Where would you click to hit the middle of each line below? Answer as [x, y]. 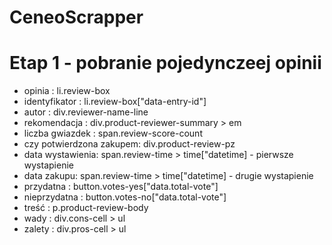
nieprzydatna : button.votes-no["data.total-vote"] [125, 197]
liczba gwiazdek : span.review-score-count [113, 133]
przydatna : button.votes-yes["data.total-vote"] [121, 187]
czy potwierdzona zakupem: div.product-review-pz [129, 144]
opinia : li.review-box [67, 91]
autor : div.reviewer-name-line [86, 112]
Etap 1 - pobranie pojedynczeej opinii [165, 63]
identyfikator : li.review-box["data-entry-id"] [115, 102]
